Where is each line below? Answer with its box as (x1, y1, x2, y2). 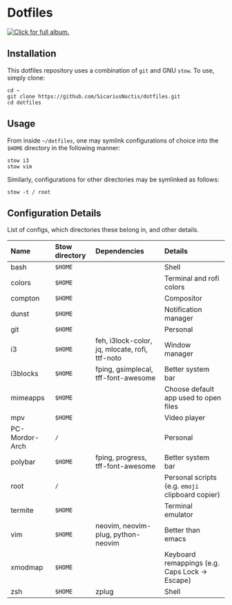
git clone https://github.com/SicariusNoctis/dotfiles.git (7, 93, 181, 100)
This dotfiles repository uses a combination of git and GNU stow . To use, (7, 66, 215, 74)
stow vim (7, 163, 32, 170)
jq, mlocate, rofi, (95, 345, 148, 354)
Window (164, 341, 191, 350)
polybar (10, 457, 36, 467)
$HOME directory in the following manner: (7, 143, 121, 152)
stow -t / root (7, 188, 51, 195)
